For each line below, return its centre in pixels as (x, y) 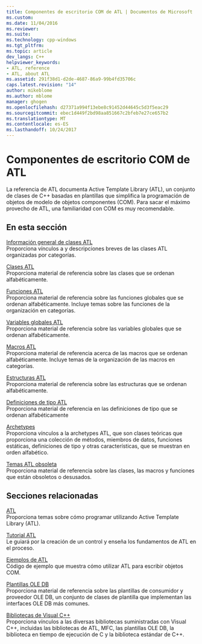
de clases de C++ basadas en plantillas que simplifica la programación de (98, 195)
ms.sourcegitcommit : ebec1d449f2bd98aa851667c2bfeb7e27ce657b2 (87, 113)
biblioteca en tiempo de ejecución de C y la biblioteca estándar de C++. (96, 634)
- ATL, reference (28, 68)
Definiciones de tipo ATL (37, 402)
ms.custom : (20, 18)
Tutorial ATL (21, 535)
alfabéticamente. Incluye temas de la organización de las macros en (91, 359)
